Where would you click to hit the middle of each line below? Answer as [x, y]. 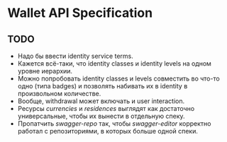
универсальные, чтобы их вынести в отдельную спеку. [101, 116]
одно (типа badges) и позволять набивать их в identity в [103, 86]
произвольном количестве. [59, 94]
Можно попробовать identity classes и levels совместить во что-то [118, 78]
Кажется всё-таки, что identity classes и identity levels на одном [114, 64]
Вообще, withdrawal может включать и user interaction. [101, 101]
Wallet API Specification [80, 13]
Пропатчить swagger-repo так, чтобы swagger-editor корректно [114, 124]
